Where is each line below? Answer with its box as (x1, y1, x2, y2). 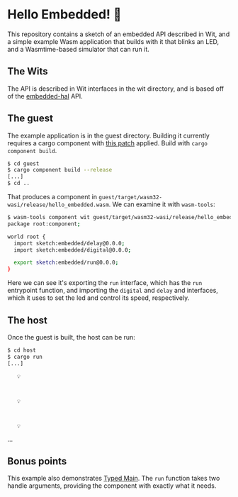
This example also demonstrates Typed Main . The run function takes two (7, 474, 220, 483)
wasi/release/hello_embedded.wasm (7, 201, 110, 208)
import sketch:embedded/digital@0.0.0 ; (13, 246, 132, 254)
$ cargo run (7, 353, 42, 360)
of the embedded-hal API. (7, 91, 83, 100)
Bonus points (7, 455, 67, 467)
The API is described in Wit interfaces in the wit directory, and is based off (7, 84, 225, 93)
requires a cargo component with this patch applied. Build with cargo (7, 138, 208, 147)
